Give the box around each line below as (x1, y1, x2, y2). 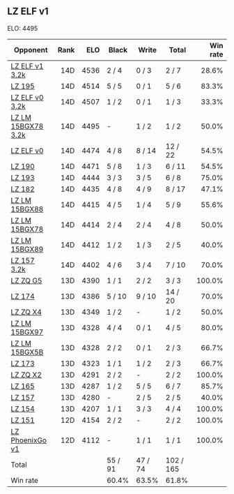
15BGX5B (10, 347, 44, 357)
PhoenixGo (10, 435, 47, 445)
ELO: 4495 (7, 24, 38, 32)
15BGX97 (10, 327, 44, 337)
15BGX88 (10, 204, 44, 214)
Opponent (13, 45, 48, 54)
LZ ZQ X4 (10, 307, 42, 317)
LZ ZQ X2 (10, 370, 42, 380)
